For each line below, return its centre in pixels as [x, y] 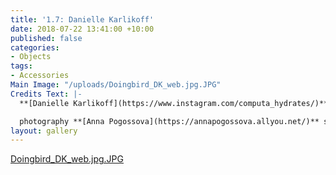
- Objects [31, 57]
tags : [21, 66]
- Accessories [40, 76]
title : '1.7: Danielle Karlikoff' [82, 19]
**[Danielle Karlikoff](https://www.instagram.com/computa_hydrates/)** [174, 103]
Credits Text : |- [46, 94]
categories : [35, 47]
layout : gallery [44, 131]
